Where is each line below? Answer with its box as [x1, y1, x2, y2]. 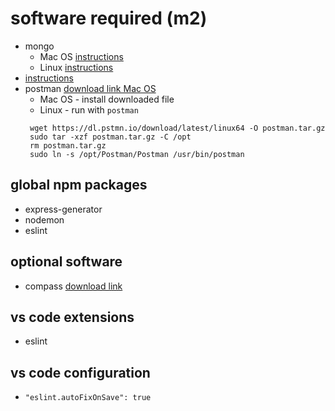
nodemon [24, 213, 65, 226]
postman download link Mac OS [24, 82, 157, 94]
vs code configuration [10, 364, 151, 381]
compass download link [24, 280, 123, 292]
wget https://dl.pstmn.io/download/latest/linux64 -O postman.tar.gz [29, 123, 326, 133]
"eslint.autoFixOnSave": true [24, 393, 152, 403]
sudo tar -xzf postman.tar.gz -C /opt [29, 132, 192, 142]
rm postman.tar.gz [29, 140, 107, 151]
